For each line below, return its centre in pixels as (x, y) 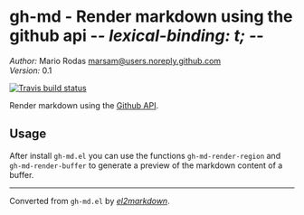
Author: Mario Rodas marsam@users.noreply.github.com (115, 61)
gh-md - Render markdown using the (151, 17)
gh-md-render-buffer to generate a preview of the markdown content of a (146, 165)
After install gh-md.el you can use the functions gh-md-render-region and (145, 155)
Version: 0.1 (31, 70)
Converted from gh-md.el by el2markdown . (90, 201)
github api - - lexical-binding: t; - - (137, 36)
